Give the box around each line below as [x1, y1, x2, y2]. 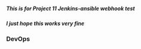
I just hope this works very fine [6, 20, 85, 27]
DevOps [6, 35, 30, 43]
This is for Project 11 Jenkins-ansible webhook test [6, 5, 136, 12]
